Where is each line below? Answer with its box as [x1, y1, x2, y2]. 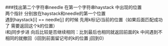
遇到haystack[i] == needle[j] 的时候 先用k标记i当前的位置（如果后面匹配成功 [5, 17, 163, 22]
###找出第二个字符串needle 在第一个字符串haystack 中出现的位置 [5, 4, 142, 10]
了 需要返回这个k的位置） [5, 23, 58, 29]
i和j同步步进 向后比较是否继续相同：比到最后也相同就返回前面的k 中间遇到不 [5, 29, 163, 35]
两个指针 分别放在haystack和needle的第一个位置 [5, 10, 106, 16]
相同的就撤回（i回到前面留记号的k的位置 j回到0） [5, 35, 107, 41]
